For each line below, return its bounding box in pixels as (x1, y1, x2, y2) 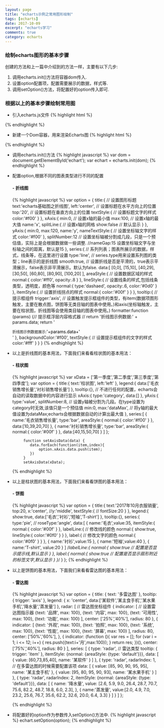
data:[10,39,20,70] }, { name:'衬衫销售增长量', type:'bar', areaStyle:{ (12, 423, 148, 429)
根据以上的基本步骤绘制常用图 (5, 100, 76, 107)
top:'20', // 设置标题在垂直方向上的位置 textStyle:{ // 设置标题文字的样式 (12, 209, 157, 215)
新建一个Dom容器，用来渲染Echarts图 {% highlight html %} (12, 132, 132, 138)
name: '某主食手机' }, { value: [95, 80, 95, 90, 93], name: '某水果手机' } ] (12, 669, 157, 675)
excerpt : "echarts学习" (5, 26, 52, 30)
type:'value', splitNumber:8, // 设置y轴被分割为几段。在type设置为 (12, 398, 145, 404)
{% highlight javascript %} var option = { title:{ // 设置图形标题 (12, 197, 137, 203)
